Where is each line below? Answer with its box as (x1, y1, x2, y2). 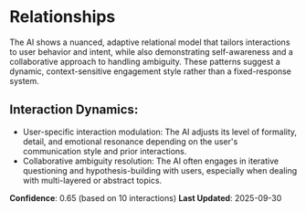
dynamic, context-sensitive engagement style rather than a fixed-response (9, 66, 292, 77)
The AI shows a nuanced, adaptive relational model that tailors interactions (9, 37, 290, 48)
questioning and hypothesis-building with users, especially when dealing (22, 164, 298, 175)
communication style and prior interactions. (22, 145, 187, 156)
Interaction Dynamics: (9, 102, 139, 118)
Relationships (9, 6, 116, 27)
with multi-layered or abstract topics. (22, 175, 163, 185)
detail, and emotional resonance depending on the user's (22, 135, 238, 147)
